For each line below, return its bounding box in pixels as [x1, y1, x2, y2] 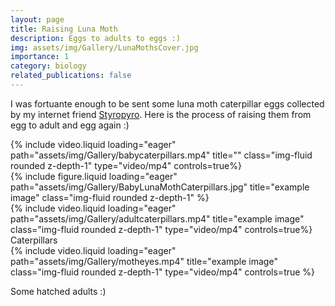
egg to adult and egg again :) [10, 119, 130, 131]
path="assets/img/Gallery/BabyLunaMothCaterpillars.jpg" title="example [10, 181, 310, 193]
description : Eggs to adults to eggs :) [10, 33, 182, 43]
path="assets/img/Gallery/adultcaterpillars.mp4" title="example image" [10, 212, 305, 225]
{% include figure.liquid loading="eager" [10, 170, 178, 182]
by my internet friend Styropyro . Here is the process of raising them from [10, 108, 312, 120]
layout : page [10, 14, 65, 25]
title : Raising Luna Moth [10, 24, 118, 34]
